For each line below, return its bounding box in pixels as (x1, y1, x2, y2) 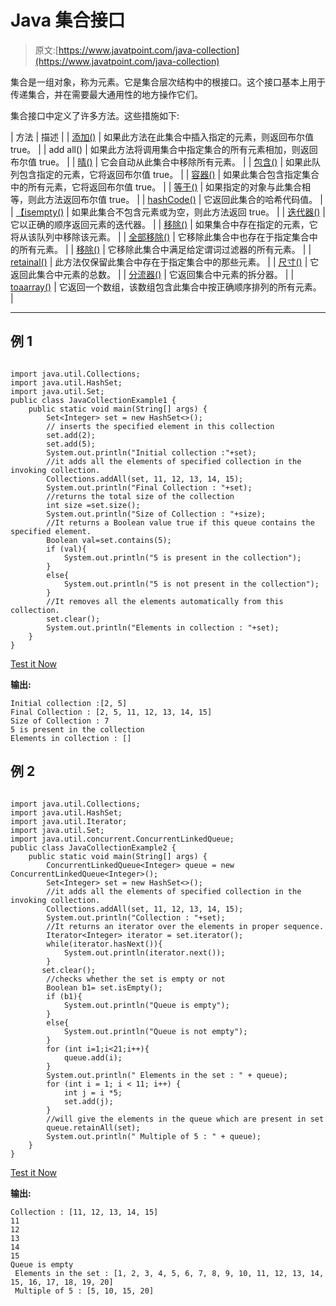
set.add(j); (63, 1096, 114, 1106)
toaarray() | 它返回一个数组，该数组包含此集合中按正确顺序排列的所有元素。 (10, 281, 322, 293)
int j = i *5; (63, 1087, 123, 1098)
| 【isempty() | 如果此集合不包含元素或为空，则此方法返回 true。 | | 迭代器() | (10, 206, 327, 218)
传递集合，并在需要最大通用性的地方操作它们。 (10, 88, 203, 100)
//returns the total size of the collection (46, 491, 235, 501)
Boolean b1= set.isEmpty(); (46, 982, 163, 993)
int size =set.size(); (46, 500, 141, 510)
